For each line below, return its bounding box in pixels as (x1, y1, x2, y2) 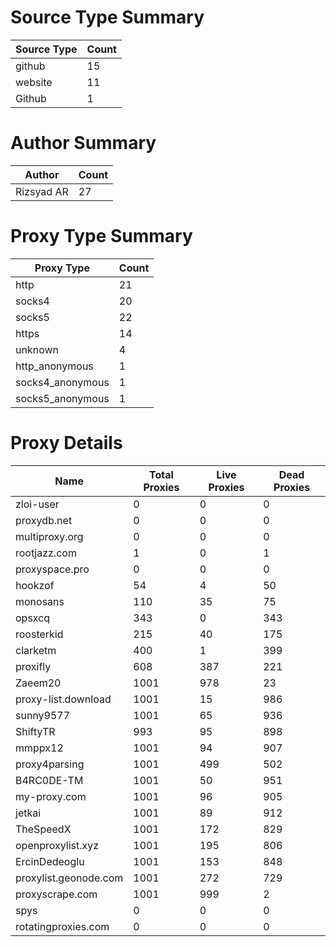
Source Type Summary (10, 6, 205, 29)
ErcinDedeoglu (15, 854, 85, 868)
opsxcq (15, 611, 51, 625)
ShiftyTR (15, 724, 56, 738)
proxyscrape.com (15, 887, 98, 901)
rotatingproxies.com (15, 919, 110, 933)
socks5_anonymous (15, 391, 110, 405)
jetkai (15, 806, 42, 820)
